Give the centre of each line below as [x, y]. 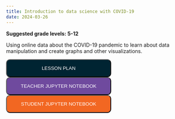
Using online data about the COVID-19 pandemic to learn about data [88, 45]
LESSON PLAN [59, 68]
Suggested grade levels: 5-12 [42, 33]
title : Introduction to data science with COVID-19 [70, 11]
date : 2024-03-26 [27, 17]
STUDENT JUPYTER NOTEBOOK [59, 104]
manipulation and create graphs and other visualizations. [74, 51]
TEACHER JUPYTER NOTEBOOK [59, 86]
